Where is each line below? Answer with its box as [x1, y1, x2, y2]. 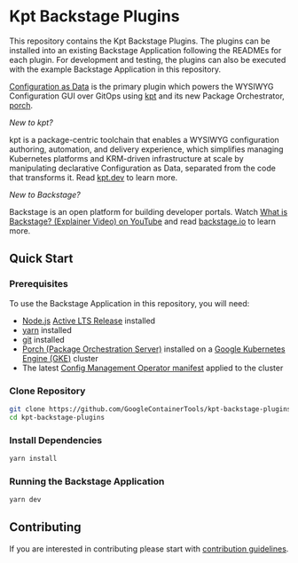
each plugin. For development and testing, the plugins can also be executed [9, 54, 286, 65]
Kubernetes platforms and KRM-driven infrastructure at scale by [9, 153, 244, 163]
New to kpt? [9, 117, 53, 128]
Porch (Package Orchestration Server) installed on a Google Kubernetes [21, 344, 286, 354]
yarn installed [21, 324, 73, 335]
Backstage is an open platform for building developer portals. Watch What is [9, 206, 288, 217]
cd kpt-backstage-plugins [9, 413, 105, 422]
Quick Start [9, 251, 74, 266]
